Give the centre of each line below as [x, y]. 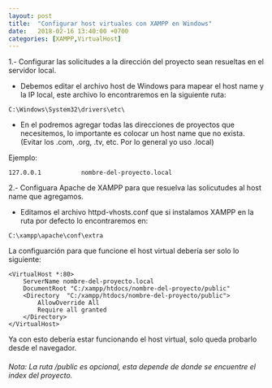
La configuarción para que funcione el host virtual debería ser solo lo [124, 251]
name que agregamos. [46, 197]
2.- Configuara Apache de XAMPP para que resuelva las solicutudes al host [135, 188]
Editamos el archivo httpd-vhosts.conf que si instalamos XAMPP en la [137, 212]
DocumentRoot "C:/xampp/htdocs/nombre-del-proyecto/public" [127, 289]
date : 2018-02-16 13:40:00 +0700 [69, 31]
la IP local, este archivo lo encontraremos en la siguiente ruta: [123, 95]
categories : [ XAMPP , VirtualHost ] [65, 39]
